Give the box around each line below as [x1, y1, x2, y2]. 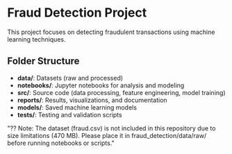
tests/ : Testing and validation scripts [17, 110, 123, 119]
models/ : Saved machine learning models [17, 103, 138, 112]
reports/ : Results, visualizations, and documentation [17, 96, 168, 104]
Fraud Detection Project [7, 5, 147, 21]
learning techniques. [7, 35, 66, 43]
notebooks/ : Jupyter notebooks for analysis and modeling [17, 81, 185, 89]
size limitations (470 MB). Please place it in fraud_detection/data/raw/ [7, 131, 207, 139]
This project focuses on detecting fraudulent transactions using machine [7, 28, 215, 36]
